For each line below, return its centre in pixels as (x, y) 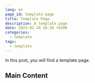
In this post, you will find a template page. (47, 60)
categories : (17, 32)
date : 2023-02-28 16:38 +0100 (36, 28)
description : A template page (36, 23)
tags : (11, 42)
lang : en (14, 10)
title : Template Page (27, 19)
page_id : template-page (30, 14)
